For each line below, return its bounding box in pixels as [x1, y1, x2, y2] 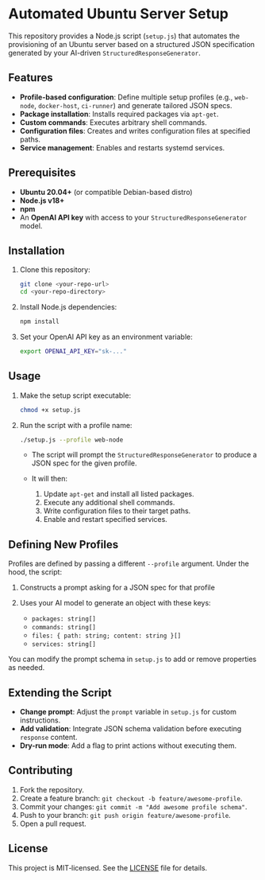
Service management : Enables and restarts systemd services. [19, 142, 225, 152]
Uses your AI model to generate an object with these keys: [19, 598, 212, 608]
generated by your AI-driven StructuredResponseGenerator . [8, 48, 201, 57]
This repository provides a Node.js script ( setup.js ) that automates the [8, 31, 240, 41]
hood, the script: [8, 567, 62, 577]
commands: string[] [31, 624, 97, 632]
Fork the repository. [19, 785, 85, 794]
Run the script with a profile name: [19, 420, 132, 430]
